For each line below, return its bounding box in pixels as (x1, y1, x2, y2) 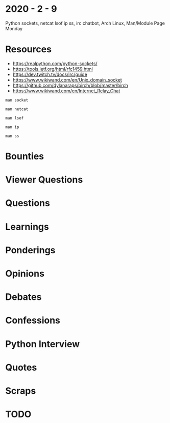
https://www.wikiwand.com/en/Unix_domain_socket (12, 76, 123, 83)
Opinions (5, 268, 45, 279)
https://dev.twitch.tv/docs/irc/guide (12, 71, 88, 77)
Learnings (5, 221, 50, 232)
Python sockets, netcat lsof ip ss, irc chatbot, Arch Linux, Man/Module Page (5, 20, 165, 26)
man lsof (5, 115, 24, 120)
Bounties (5, 151, 44, 162)
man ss (5, 133, 19, 138)
